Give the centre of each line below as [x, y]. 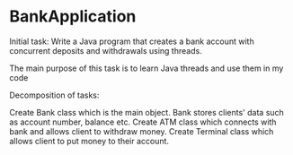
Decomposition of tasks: [54, 95]
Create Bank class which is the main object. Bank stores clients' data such [147, 112]
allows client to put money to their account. [89, 141]
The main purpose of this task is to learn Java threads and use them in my [146, 68]
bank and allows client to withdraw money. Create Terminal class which [142, 131]
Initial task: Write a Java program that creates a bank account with [132, 41]
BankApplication [73, 17]
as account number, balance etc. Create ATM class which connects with [143, 122]
